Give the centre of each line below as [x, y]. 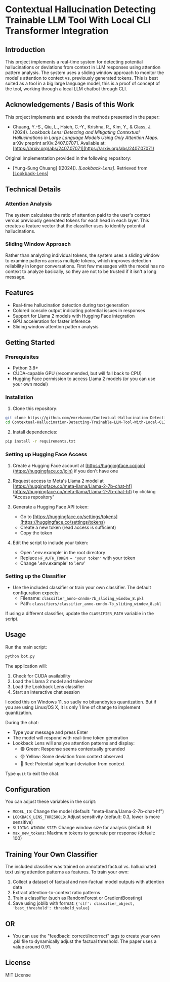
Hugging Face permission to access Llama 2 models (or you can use [84, 379]
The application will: [26, 666]
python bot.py [20, 656]
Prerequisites [22, 357]
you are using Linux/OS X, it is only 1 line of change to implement [73, 707]
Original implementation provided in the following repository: [68, 158]
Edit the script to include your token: [50, 543]
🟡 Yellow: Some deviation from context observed [72, 756]
